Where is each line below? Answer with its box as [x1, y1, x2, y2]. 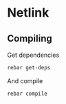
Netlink [7, 5, 49, 21]
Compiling [7, 33, 53, 44]
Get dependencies [7, 51, 60, 59]
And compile [7, 76, 43, 85]
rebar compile [7, 90, 48, 97]
